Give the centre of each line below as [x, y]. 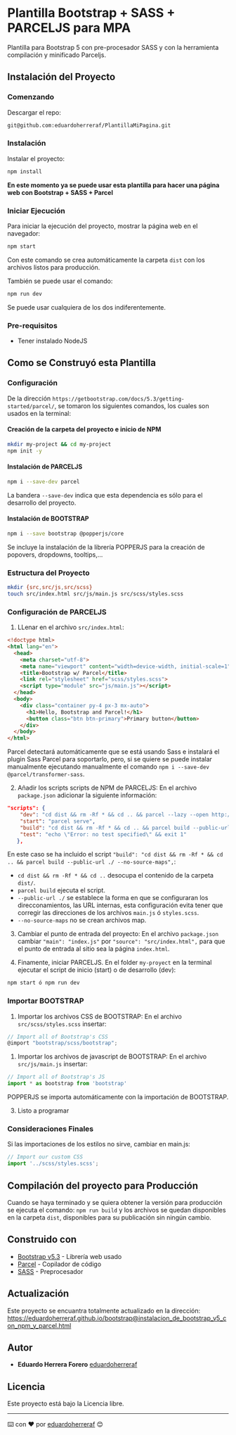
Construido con [42, 1240]
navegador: [24, 233]
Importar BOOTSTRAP [46, 1001]
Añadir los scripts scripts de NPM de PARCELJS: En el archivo [107, 788]
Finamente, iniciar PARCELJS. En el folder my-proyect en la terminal [114, 963]
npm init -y [25, 451]
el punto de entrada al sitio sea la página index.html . [93, 949]
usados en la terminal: [39, 413]
